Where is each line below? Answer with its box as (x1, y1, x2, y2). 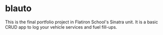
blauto (5, 3, 32, 14)
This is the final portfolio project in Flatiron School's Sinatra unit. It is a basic (5, 19, 158, 25)
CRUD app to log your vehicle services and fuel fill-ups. (5, 24, 117, 30)
